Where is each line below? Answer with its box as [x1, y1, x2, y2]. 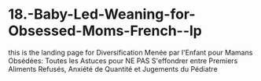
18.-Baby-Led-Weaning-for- [8, 5, 196, 23]
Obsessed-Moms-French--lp [8, 22, 203, 40]
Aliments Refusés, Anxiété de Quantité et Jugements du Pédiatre [8, 64, 218, 73]
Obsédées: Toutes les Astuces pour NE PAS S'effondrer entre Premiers [8, 56, 238, 65]
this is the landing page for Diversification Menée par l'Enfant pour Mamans [8, 48, 253, 57]
